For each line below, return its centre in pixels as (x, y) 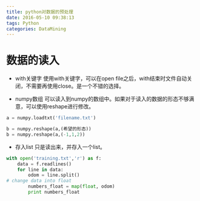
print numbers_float (54, 192)
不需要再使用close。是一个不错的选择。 (75, 86)
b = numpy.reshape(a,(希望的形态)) (49, 129)
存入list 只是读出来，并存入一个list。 (60, 147)
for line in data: (40, 170)
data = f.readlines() (44, 164)
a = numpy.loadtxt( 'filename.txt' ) (51, 118)
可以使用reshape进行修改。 (60, 107)
